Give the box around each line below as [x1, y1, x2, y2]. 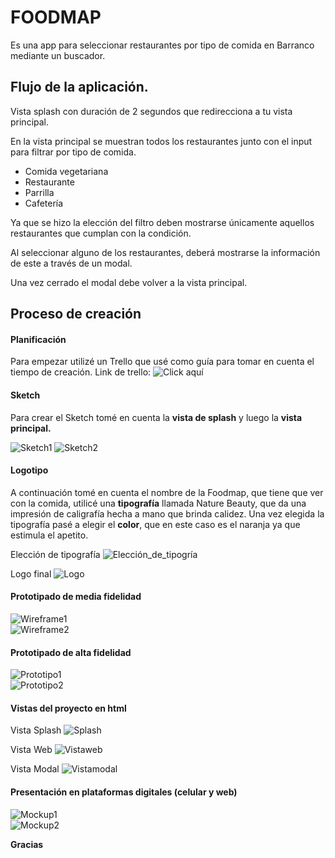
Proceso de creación [10, 306, 142, 323]
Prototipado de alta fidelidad [10, 646, 132, 658]
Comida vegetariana [24, 165, 109, 177]
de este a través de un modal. [10, 257, 133, 269]
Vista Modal [10, 763, 60, 775]
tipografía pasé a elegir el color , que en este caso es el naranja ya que [10, 518, 301, 530]
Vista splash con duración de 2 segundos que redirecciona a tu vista [10, 105, 293, 117]
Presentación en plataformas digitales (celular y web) [10, 786, 238, 798]
